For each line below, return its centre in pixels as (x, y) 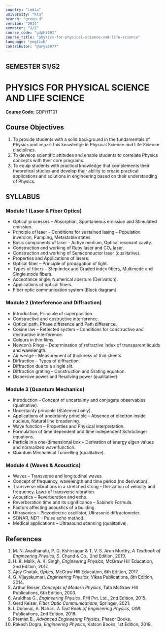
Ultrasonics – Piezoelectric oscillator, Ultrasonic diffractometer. (77, 513)
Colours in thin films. (33, 339)
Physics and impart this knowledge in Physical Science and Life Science (86, 144)
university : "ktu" (24, 14)
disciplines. (24, 150)
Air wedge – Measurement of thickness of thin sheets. (67, 355)
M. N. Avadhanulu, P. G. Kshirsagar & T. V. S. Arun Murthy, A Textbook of (86, 551)
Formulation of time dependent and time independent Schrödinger (80, 432)
